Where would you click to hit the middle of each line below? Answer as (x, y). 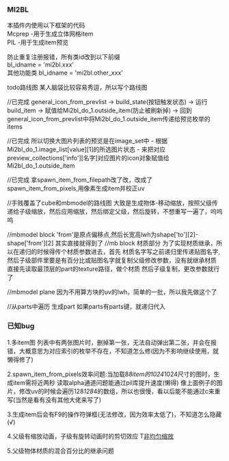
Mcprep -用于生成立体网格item (50, 34)
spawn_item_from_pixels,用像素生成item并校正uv (76, 188)
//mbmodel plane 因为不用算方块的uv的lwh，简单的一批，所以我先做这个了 (112, 292)
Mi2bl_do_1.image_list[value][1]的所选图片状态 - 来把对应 (86, 149)
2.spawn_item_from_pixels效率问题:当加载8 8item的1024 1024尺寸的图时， (110, 374)
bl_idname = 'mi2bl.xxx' (40, 65)
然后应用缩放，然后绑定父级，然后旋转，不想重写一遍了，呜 (133, 212)
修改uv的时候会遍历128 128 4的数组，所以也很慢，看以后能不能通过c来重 (120, 391)
